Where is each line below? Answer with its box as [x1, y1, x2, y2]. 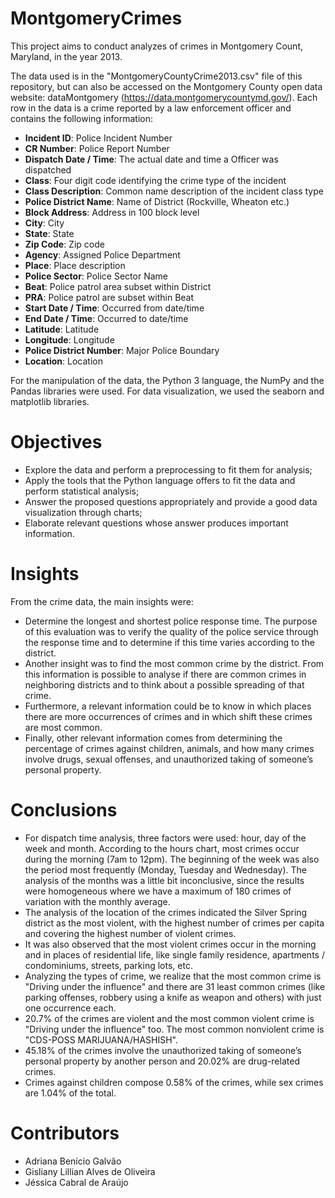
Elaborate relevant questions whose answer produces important [24, 517, 289, 529]
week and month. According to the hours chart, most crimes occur [24, 842, 300, 854]
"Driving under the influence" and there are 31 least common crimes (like [24, 980, 326, 992]
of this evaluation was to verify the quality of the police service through [24, 625, 319, 637]
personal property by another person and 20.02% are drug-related [24, 1055, 300, 1067]
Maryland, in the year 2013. [10, 50, 123, 62]
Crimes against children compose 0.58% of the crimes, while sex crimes [24, 1076, 324, 1088]
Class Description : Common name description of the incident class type [24, 185, 324, 197]
